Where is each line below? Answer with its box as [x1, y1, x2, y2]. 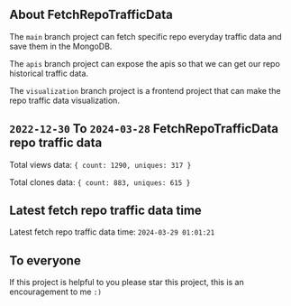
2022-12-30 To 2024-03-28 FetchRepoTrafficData [9, 121, 279, 136]
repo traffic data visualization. [9, 95, 120, 106]
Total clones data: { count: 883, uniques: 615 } [9, 176, 191, 188]
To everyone [9, 253, 81, 268]
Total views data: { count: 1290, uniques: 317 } [9, 159, 192, 170]
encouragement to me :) [9, 286, 102, 297]
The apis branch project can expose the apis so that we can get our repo [9, 58, 281, 69]
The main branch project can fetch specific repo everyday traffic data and [9, 31, 282, 42]
